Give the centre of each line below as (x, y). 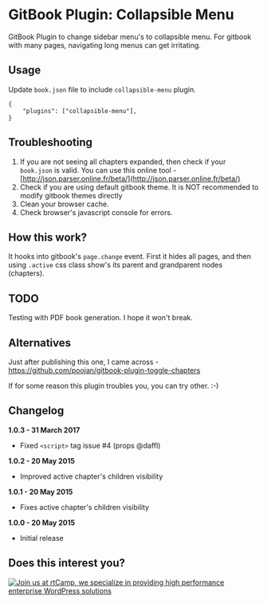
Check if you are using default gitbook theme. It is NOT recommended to (139, 187)
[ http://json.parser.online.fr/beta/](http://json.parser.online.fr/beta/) (130, 178)
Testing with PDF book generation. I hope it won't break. (101, 318)
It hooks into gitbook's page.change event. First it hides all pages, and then (130, 256)
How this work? (48, 237)
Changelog (36, 411)
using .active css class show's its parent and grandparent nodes (116, 265)
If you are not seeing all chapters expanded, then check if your (123, 162)
